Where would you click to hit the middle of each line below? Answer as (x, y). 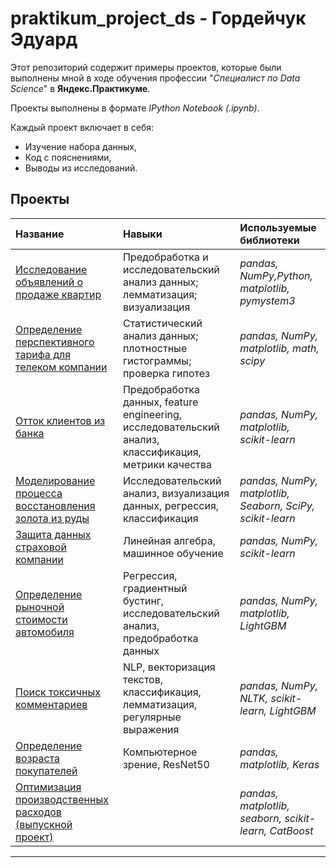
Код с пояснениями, (68, 157)
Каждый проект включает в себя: (82, 127)
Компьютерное (160, 752)
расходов (38, 812)
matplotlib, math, (279, 348)
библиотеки (269, 240)
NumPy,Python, (276, 275)
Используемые (278, 227)
